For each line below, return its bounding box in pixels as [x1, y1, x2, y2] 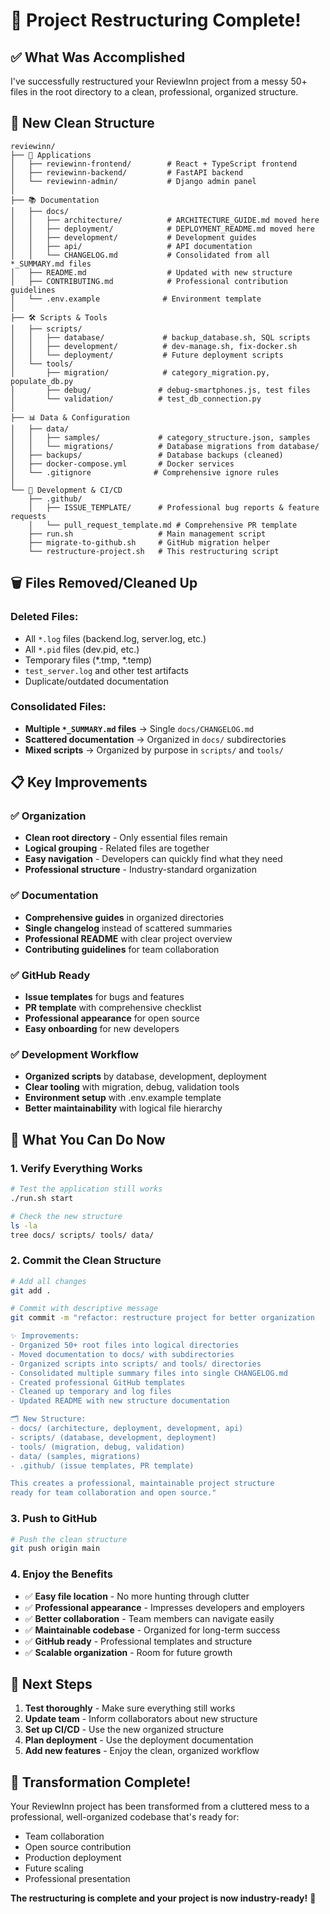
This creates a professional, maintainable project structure [10, 1479, 275, 1489]
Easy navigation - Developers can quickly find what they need [24, 853, 283, 865]
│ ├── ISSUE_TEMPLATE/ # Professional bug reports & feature [28, 502, 320, 513]
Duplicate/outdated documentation [24, 675, 169, 687]
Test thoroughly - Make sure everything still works [24, 1702, 236, 1714]
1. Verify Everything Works [10, 1161, 143, 1175]
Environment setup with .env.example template [24, 1092, 222, 1104]
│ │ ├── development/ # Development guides [10, 232, 257, 243]
